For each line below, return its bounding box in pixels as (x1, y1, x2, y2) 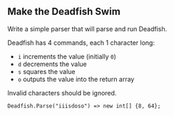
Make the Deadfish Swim (7, 6, 121, 18)
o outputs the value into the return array (17, 75, 135, 83)
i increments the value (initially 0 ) (17, 52, 116, 60)
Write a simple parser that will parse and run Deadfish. (7, 24, 168, 33)
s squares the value (17, 67, 76, 75)
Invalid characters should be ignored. (7, 88, 117, 97)
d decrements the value (17, 60, 87, 68)
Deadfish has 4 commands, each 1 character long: (7, 38, 155, 47)
